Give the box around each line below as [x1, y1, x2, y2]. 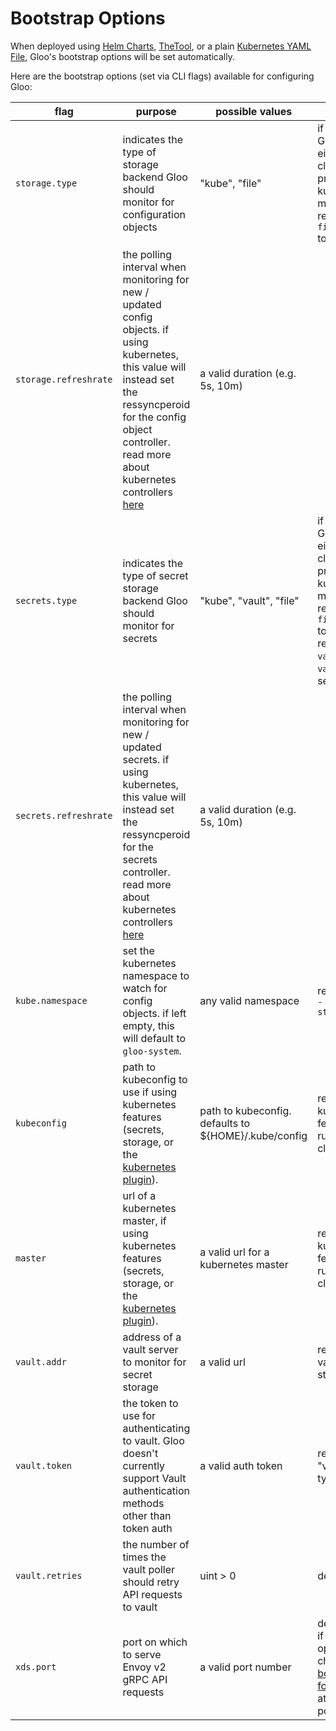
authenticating [122, 1421, 191, 1435]
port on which [122, 1635, 188, 1649]
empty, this [122, 1018, 175, 1032]
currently [122, 1458, 166, 1472]
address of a [122, 1330, 182, 1344]
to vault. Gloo [122, 1433, 185, 1447]
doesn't [122, 1446, 159, 1460]
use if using [122, 1085, 178, 1099]
